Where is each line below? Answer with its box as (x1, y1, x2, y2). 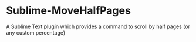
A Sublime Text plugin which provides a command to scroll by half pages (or (6, 23, 191, 30)
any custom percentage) (6, 29, 66, 36)
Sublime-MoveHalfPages (6, 4, 131, 17)
